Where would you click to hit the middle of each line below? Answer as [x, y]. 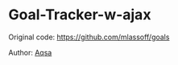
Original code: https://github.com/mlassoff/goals [89, 37]
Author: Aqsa [30, 52]
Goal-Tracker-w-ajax [80, 15]
